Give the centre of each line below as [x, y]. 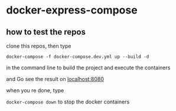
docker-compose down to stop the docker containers [68, 102]
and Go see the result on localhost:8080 [55, 79]
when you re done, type [35, 90]
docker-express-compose [72, 10]
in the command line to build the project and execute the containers [88, 68]
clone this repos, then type [39, 46]
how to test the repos [46, 32]
